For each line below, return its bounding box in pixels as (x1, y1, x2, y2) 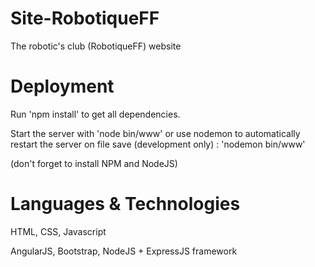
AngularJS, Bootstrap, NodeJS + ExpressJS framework (10, 245, 238, 257)
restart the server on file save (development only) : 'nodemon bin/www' (10, 138, 306, 150)
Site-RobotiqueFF (10, 7, 160, 30)
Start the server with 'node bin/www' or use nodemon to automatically (10, 127, 301, 139)
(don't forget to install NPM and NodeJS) (10, 157, 178, 169)
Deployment (10, 75, 115, 98)
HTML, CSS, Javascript (10, 225, 107, 237)
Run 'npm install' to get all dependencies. (10, 108, 181, 120)
